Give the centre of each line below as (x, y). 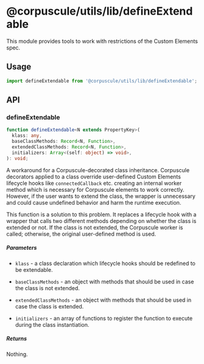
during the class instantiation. (52, 324)
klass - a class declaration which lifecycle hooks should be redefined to (105, 263)
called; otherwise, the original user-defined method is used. (81, 234)
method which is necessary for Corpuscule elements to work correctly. (95, 189)
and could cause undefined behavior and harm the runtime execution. (94, 202)
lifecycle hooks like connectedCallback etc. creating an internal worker (94, 183)
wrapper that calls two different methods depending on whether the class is (101, 220)
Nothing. (17, 354)
